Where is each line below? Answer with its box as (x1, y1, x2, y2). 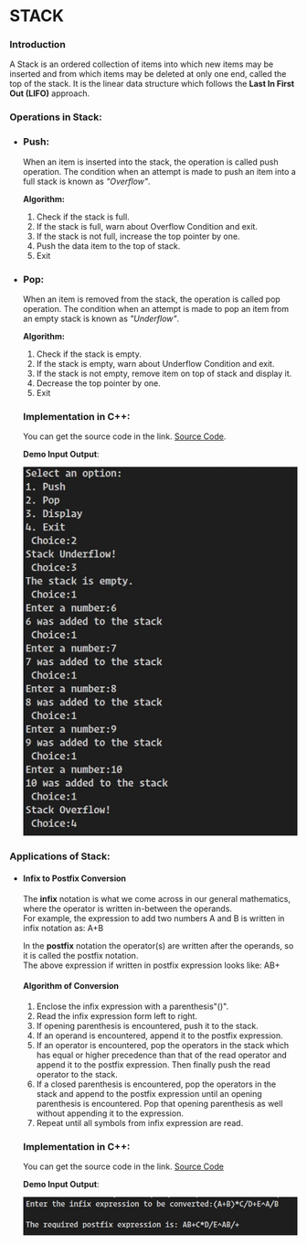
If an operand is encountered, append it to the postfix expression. (36, 1030, 283, 1041)
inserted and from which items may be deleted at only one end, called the (9, 69, 287, 80)
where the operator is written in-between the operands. (22, 903, 233, 914)
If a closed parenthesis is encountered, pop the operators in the (36, 1079, 277, 1089)
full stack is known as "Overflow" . (22, 176, 151, 187)
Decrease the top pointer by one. (36, 378, 162, 389)
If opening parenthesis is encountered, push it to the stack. (36, 1020, 259, 1031)
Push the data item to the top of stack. (36, 240, 181, 252)
